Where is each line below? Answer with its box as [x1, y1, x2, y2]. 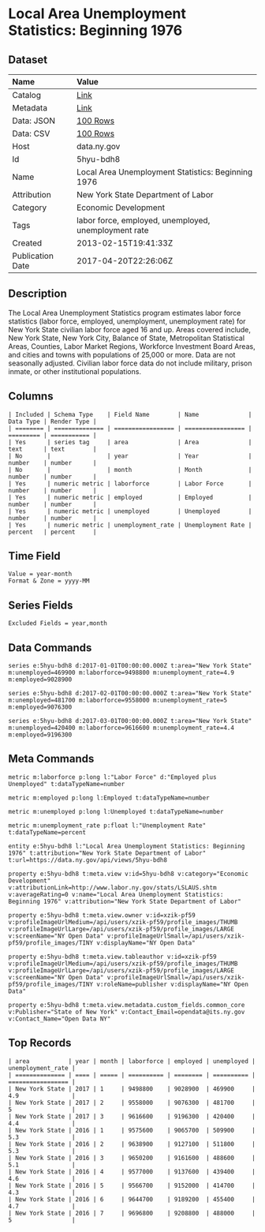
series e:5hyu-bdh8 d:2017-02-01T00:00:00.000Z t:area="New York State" [8, 690, 252, 698]
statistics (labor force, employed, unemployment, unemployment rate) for [8, 316, 246, 326]
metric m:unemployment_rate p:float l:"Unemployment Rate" [8, 822, 207, 829]
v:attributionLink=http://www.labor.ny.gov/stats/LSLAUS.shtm [8, 883, 217, 892]
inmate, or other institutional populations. [8, 366, 142, 376]
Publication [12, 250, 54, 261]
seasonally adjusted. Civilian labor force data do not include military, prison [8, 358, 252, 368]
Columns [8, 390, 54, 403]
